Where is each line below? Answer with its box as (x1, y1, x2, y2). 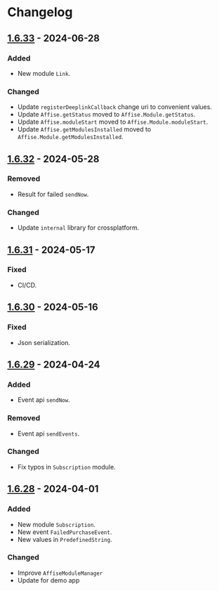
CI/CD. (17, 280, 37, 289)
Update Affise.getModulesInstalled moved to (17, 125, 152, 134)
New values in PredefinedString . (17, 535, 112, 543)
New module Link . (17, 69, 71, 77)
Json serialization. (17, 338, 71, 346)
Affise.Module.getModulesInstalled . (17, 133, 124, 141)
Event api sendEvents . (17, 429, 80, 438)
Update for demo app (17, 576, 80, 584)
